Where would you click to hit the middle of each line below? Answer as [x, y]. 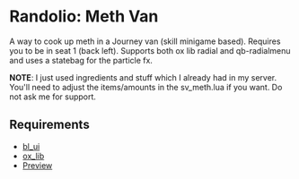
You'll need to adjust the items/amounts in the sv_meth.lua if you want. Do [146, 87]
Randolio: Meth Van [84, 17]
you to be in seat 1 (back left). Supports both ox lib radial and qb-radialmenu [150, 50]
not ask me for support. [53, 97]
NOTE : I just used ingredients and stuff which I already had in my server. [143, 77]
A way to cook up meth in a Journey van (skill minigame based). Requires [145, 41]
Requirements [49, 125]
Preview [37, 165]
